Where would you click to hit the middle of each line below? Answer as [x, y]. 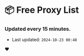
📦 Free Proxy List [42, 10]
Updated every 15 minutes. [38, 29]
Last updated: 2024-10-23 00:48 [44, 40]
